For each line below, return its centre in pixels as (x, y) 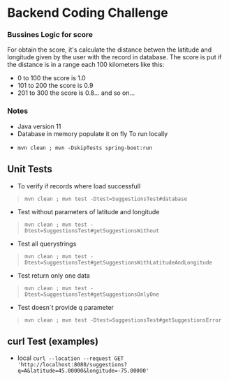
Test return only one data (54, 275)
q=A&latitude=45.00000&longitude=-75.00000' (83, 371)
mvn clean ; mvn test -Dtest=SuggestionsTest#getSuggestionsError (123, 320)
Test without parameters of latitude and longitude (88, 211)
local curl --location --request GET (71, 358)
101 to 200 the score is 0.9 (55, 86)
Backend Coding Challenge (88, 13)
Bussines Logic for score (50, 35)
